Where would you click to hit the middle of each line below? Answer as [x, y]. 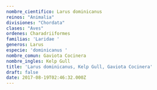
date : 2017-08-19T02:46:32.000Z [46, 78]
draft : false [22, 72]
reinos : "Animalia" [30, 17]
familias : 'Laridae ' [33, 39]
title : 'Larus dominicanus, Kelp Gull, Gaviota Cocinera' [79, 67]
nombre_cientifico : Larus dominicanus [54, 12]
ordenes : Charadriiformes [38, 34]
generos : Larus [25, 45]
